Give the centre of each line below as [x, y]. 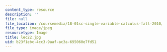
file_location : [21, 24]
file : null [16, 19]
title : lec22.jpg [23, 38]
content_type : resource [30, 10]
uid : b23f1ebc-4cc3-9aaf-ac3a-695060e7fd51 [51, 42]
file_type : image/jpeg [29, 28]
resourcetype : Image [27, 33]
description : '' [22, 14]
